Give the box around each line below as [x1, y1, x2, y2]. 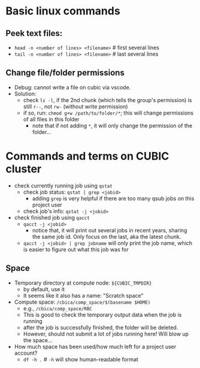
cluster [5, 162, 42, 175]
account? [14, 349, 38, 357]
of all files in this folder [23, 115, 80, 122]
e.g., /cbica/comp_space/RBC [23, 304, 92, 312]
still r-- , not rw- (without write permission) [23, 103, 128, 110]
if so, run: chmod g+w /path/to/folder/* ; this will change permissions [23, 109, 194, 116]
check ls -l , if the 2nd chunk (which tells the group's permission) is [23, 96, 192, 103]
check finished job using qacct [14, 214, 90, 221]
